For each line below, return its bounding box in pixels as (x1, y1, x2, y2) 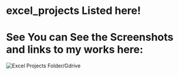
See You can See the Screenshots (6, 31, 174, 44)
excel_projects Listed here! (6, 4, 141, 17)
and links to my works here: (6, 43, 144, 56)
